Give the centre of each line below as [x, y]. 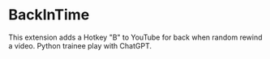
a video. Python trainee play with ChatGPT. [80, 45]
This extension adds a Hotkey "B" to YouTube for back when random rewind [135, 37]
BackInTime [49, 15]
